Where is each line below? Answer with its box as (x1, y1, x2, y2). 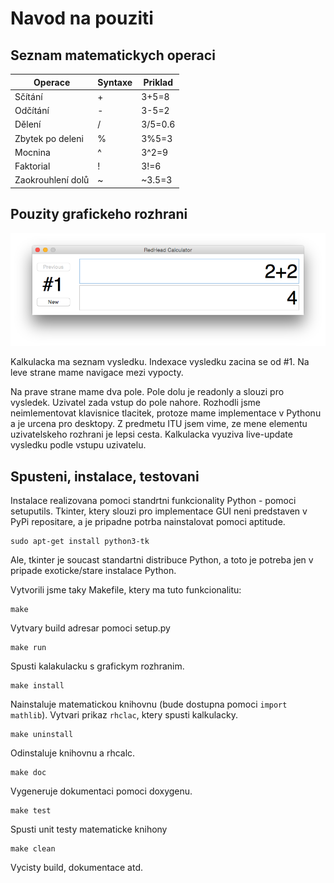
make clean (10, 844, 56, 854)
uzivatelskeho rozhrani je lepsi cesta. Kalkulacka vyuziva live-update (10, 428, 293, 441)
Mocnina (14, 146, 51, 158)
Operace (33, 76, 71, 88)
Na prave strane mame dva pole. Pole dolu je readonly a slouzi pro (10, 386, 285, 398)
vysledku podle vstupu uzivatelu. (10, 439, 147, 451)
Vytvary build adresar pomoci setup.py (10, 622, 171, 634)
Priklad (143, 76, 174, 88)
